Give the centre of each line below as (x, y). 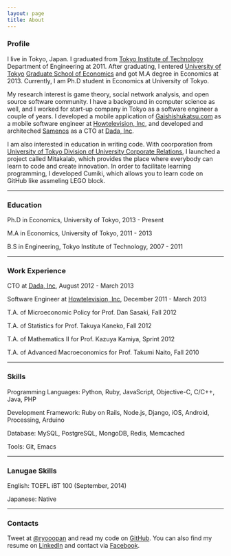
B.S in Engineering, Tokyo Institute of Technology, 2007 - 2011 (95, 247)
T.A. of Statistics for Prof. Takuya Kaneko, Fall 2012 (79, 326)
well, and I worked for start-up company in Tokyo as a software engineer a (113, 109)
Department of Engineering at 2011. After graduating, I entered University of (114, 66)
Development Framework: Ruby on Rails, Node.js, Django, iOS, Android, (108, 412)
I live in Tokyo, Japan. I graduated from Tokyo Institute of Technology (106, 58)
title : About (26, 20)
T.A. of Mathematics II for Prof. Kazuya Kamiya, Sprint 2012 (91, 339)
